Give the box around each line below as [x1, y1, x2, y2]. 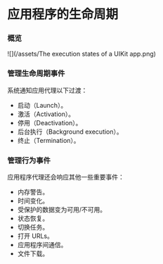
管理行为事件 [7, 156, 51, 165]
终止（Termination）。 [17, 136, 80, 144]
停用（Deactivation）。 [17, 118, 82, 127]
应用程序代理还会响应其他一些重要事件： [7, 173, 124, 182]
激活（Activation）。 [17, 110, 75, 118]
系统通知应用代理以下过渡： [7, 86, 88, 94]
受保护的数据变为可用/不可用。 [17, 206, 107, 214]
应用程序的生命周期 [7, 6, 119, 23]
